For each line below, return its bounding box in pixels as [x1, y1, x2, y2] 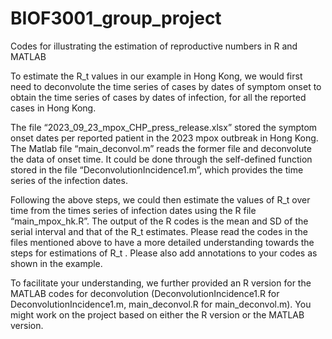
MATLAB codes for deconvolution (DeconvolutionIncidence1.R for [10, 287, 280, 299]
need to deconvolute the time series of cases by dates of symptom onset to [10, 80, 322, 92]
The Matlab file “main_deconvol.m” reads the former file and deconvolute [10, 142, 312, 154]
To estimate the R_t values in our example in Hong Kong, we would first [10, 70, 303, 82]
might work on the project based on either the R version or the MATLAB [10, 308, 305, 321]
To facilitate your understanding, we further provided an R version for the [10, 277, 312, 289]
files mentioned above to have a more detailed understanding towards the [10, 236, 315, 248]
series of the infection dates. [10, 174, 128, 186]
